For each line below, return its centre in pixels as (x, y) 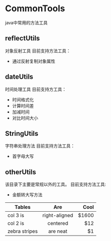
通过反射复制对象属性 (33, 61)
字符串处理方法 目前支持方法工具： (40, 146)
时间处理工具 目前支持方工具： (36, 89)
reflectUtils (22, 38)
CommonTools (35, 9)
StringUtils (22, 133)
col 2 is (16, 223)
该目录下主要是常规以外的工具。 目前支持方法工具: (55, 184)
